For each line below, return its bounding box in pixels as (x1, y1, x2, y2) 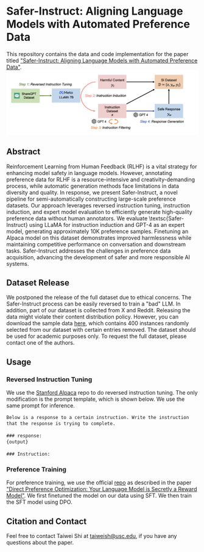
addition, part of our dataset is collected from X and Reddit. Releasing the (6, 307, 191, 314)
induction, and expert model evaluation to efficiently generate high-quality (6, 208, 193, 215)
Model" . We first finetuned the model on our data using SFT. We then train (6, 492, 192, 500)
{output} (6, 439, 29, 445)
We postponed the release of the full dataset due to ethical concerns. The (6, 294, 192, 301)
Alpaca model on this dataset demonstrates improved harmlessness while (6, 234, 192, 242)
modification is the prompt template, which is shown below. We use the (6, 395, 185, 403)
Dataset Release (6, 278, 70, 288)
